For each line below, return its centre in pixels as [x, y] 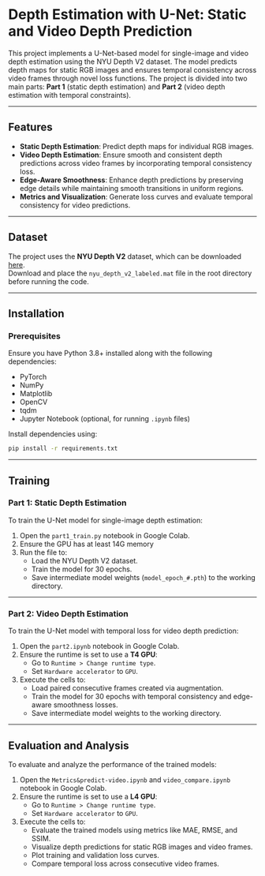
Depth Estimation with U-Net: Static [127, 15]
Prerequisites [34, 335]
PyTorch [33, 377]
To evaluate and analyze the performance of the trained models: [112, 764]
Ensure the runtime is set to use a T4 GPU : [88, 655]
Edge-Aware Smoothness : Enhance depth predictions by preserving [131, 180]
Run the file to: [43, 552]
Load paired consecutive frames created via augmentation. [127, 688]
